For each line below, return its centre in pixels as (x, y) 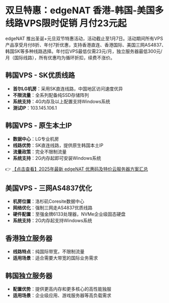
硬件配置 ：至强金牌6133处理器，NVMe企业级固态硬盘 (69, 214)
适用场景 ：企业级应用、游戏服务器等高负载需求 (62, 295)
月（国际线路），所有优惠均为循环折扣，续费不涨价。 (60, 57)
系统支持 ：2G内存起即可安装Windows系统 (57, 158)
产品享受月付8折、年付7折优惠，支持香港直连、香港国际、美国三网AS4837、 (86, 45)
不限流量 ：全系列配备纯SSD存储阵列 (51, 95)
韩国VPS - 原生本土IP (39, 126)
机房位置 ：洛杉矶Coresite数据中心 (49, 201)
